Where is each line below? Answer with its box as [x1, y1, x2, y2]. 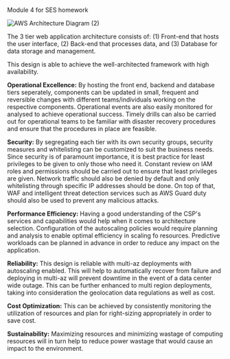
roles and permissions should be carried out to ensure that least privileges [7, 167, 218, 175]
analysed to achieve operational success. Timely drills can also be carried [7, 110, 216, 118]
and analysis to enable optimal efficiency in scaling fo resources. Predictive [7, 231, 220, 240]
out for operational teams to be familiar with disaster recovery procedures [7, 117, 216, 126]
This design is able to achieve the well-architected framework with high [7, 60, 209, 68]
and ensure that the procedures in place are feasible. [7, 125, 157, 132]
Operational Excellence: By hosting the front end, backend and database [7, 81, 215, 89]
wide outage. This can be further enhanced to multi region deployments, [7, 281, 212, 289]
